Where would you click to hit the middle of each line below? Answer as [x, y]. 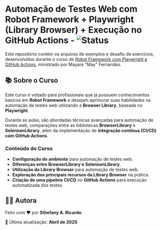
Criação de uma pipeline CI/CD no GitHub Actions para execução [79, 180]
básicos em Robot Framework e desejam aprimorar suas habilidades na [78, 100]
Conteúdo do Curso [29, 148]
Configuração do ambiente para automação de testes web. [73, 159]
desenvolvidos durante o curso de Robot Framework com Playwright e [76, 59]
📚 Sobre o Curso [32, 80]
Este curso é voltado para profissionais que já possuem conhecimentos [77, 95]
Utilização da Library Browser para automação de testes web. [75, 170]
